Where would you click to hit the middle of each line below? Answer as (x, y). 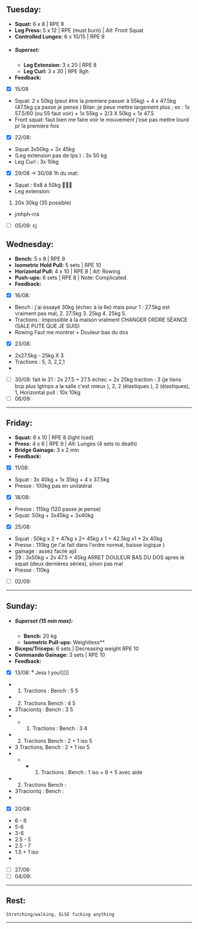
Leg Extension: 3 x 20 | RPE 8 (60, 65)
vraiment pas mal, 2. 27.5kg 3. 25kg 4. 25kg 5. (70, 313)
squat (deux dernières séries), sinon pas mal (69, 564)
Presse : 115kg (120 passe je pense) (58, 509)
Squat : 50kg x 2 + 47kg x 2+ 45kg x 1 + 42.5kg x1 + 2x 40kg (89, 539)
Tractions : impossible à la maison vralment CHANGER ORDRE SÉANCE (101, 320)
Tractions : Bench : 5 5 (51, 690)
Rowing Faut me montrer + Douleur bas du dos (71, 332)
